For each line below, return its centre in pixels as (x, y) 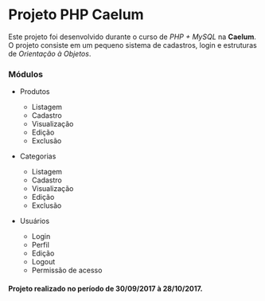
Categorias (38, 156)
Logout (43, 262)
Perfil (41, 245)
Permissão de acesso (67, 270)
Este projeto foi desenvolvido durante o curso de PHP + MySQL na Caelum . (132, 37)
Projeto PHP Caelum (76, 15)
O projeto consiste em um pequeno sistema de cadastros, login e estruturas (132, 45)
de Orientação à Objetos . (50, 53)
